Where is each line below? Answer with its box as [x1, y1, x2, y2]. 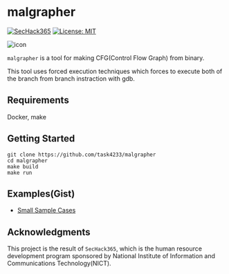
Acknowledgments [7, 226, 91, 238]
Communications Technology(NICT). [7, 260, 112, 268]
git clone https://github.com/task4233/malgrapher [7, 151, 156, 158]
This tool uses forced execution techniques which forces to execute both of [7, 67, 223, 75]
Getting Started [7, 133, 75, 145]
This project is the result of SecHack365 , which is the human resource [7, 244, 203, 253]
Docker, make [7, 112, 47, 121]
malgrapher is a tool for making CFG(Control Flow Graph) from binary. [7, 53, 205, 62]
